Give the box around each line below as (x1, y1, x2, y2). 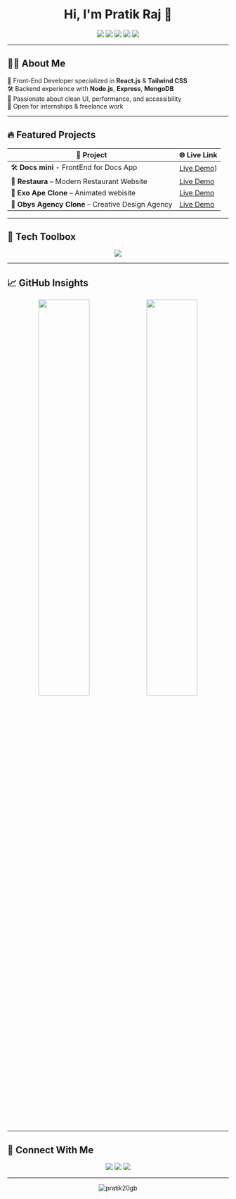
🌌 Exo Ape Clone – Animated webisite (11, 188, 136, 197)
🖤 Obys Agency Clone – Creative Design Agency (11, 199, 173, 209)
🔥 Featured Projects (7, 129, 96, 141)
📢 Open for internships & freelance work (7, 102, 124, 110)
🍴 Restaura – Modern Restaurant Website (11, 176, 147, 186)
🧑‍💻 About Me (7, 58, 66, 70)
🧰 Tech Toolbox (7, 231, 76, 243)
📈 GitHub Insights (7, 276, 89, 288)
